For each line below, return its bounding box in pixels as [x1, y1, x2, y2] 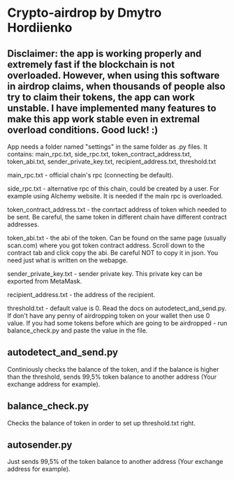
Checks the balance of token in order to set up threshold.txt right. [7, 419, 196, 427]
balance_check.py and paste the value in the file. [7, 326, 148, 335]
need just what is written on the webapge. [7, 256, 129, 264]
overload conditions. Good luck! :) [7, 124, 159, 136]
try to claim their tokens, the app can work [7, 91, 196, 103]
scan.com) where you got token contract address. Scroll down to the [7, 241, 205, 249]
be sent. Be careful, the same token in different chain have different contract [7, 213, 227, 221]
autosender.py [7, 439, 73, 451]
